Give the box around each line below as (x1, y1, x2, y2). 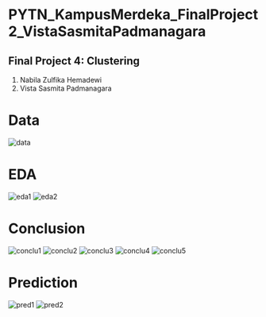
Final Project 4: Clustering (8, 54, 141, 68)
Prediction (8, 274, 78, 292)
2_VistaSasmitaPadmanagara (8, 22, 206, 41)
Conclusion (8, 220, 86, 238)
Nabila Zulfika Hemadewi (19, 75, 102, 84)
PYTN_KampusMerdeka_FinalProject (8, 6, 259, 24)
